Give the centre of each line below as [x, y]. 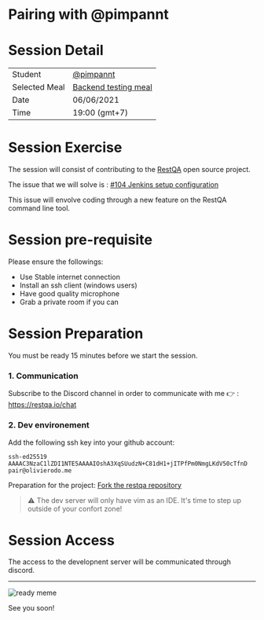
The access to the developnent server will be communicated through [120, 562]
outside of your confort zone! [75, 508]
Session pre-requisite [81, 240]
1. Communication [43, 376]
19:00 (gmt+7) [100, 113]
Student [27, 75]
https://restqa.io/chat [42, 405]
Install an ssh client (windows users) [78, 285]
